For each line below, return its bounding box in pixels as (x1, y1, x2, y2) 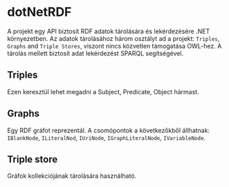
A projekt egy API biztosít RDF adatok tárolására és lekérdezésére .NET (7, 27, 210, 35)
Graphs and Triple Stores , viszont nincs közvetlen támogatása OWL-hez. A (7, 42, 222, 50)
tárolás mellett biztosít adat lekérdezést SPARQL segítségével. (7, 49, 184, 57)
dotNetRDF (7, 4, 72, 20)
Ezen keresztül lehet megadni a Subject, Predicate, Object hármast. (7, 87, 199, 96)
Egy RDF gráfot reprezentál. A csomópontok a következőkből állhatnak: (7, 126, 210, 134)
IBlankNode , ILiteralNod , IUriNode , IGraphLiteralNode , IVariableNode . (7, 133, 206, 142)
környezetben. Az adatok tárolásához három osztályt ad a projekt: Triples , (7, 34, 220, 42)
